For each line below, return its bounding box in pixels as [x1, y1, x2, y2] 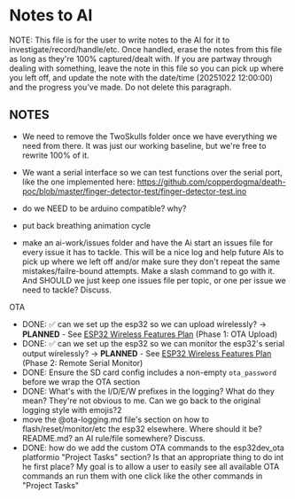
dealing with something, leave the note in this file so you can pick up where [9, 63, 284, 74]
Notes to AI [9, 5, 93, 26]
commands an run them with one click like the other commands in [21, 471, 263, 481]
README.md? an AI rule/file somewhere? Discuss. [21, 433, 206, 443]
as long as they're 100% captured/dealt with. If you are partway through [9, 53, 272, 64]
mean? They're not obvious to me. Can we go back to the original [21, 395, 261, 406]
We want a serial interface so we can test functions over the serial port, [21, 167, 283, 177]
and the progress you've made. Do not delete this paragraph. [9, 82, 232, 92]
